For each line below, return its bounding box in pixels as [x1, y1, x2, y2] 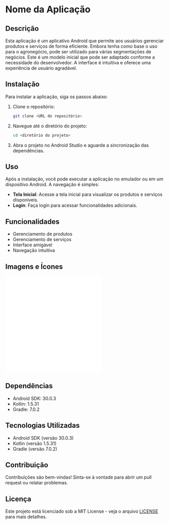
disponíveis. [12, 197, 39, 203]
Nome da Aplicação [5, 4, 91, 15]
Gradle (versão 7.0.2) [12, 446, 58, 452]
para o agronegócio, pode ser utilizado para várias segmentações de [5, 49, 152, 55]
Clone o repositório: [12, 103, 55, 110]
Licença [5, 495, 32, 503]
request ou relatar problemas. [5, 480, 68, 486]
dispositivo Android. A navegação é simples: [5, 182, 99, 188]
